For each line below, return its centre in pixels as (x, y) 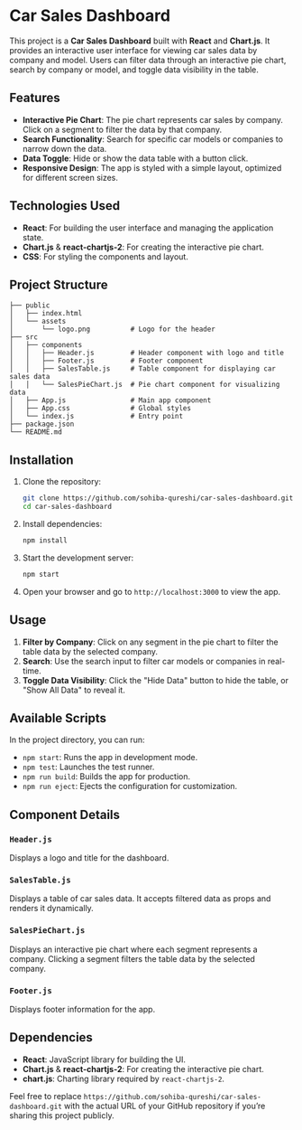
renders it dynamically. (52, 909)
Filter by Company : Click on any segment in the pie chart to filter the (151, 642)
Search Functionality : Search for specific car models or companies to (153, 139)
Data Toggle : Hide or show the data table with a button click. (135, 158)
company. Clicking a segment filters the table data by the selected (132, 958)
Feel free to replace (46, 1096)
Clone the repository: (62, 482)
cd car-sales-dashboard (67, 507)
